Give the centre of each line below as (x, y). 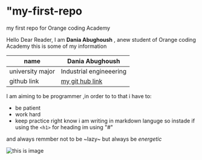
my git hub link (82, 81)
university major (32, 71)
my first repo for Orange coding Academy (58, 28)
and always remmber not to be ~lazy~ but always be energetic (84, 139)
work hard (28, 114)
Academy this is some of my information (57, 46)
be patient (28, 108)
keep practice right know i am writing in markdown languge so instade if (105, 121)
